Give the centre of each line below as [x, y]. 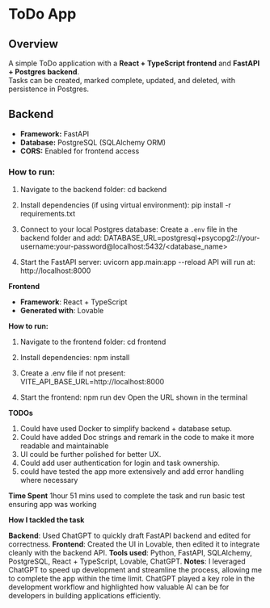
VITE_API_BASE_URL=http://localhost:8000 [92, 382]
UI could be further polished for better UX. [91, 455]
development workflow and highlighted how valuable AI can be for [119, 587]
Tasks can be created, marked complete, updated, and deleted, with [122, 80]
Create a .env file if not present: [73, 373]
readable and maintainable [64, 446]
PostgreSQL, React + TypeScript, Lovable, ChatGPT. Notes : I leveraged [127, 561]
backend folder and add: [61, 238]
